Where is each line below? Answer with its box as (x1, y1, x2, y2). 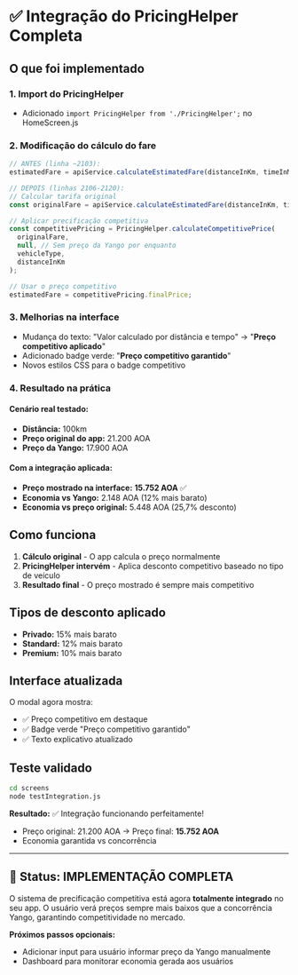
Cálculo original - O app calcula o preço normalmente (21, 551, 221, 561)
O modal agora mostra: (9, 697, 93, 708)
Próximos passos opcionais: (9, 929, 115, 939)
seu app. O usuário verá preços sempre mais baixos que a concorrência (9, 902, 273, 913)
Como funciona (9, 527, 97, 543)
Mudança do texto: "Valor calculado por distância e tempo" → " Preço (21, 331, 277, 342)
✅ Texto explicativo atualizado (21, 734, 133, 745)
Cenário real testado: (9, 404, 89, 415)
